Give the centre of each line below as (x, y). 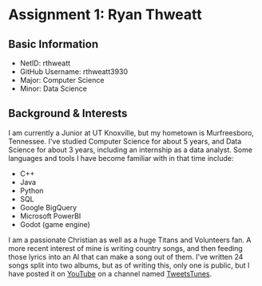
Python (32, 190)
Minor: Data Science (54, 88)
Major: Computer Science (62, 80)
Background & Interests (68, 114)
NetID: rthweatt (45, 63)
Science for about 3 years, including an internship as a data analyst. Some (131, 150)
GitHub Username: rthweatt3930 (74, 72)
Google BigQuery (48, 207)
